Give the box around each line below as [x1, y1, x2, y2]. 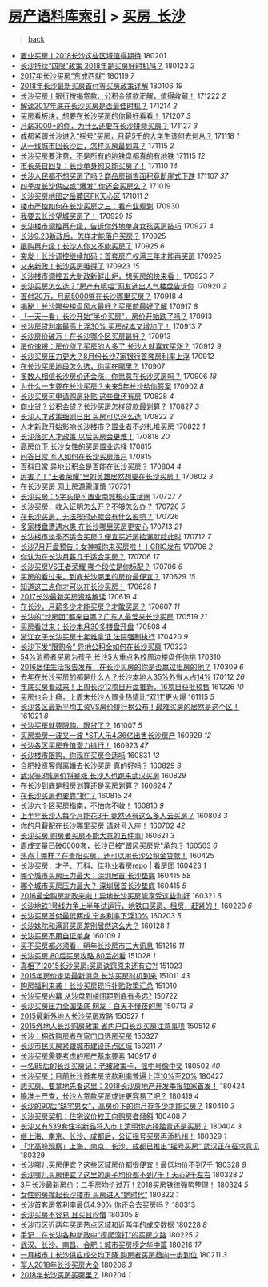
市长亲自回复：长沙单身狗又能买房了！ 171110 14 [19, 161, 178, 171]
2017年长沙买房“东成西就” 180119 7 [19, 71, 135, 80]
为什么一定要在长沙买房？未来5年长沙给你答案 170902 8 [19, 381, 204, 391]
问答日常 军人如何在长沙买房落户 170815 [19, 451, 152, 461]
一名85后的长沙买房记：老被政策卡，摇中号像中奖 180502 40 [19, 1061, 221, 1071]
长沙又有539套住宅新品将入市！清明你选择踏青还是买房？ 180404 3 [19, 1121, 242, 1131]
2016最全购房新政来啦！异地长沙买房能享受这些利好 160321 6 [19, 890, 222, 900]
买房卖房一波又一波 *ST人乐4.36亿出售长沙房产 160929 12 [19, 730, 212, 740]
